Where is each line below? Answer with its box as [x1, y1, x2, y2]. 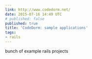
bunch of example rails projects [5, 48, 69, 54]
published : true [5, 21, 38, 26]
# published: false [5, 16, 45, 21]
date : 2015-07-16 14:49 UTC [5, 12, 62, 17]
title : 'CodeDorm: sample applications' [5, 26, 89, 30]
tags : [5, 30, 16, 35]
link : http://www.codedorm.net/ [5, 7, 71, 12]
